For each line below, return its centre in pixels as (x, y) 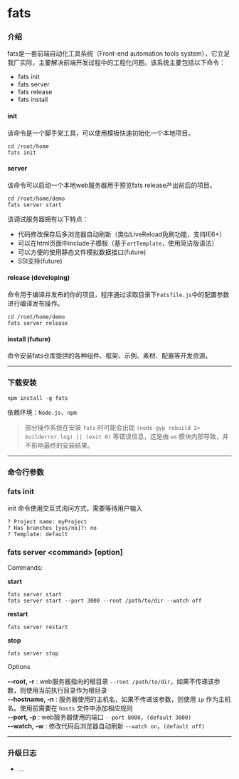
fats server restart (38, 627)
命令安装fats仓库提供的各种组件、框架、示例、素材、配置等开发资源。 (110, 356)
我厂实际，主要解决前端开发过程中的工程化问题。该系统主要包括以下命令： (116, 63)
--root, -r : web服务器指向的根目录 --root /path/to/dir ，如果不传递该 (111, 682)
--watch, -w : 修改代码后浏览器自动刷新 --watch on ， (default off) (106, 726)
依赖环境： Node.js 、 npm (42, 412)
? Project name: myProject (47, 522)
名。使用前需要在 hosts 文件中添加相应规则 (70, 708)
